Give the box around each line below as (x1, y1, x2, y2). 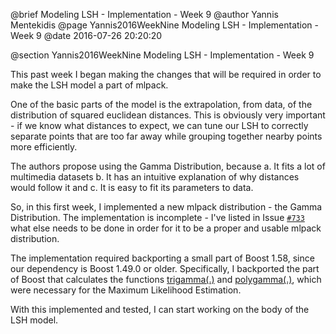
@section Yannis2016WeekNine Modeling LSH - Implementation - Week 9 (10, 49, 315, 61)
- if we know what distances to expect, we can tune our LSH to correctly (10, 120, 309, 131)
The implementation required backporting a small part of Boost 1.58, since (10, 252, 315, 264)
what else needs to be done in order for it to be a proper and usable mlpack (10, 222, 322, 234)
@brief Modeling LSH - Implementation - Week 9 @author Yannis (10, 9, 279, 20)
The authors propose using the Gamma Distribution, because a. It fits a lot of (10, 160, 326, 172)
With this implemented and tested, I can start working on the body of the (10, 304, 310, 315)
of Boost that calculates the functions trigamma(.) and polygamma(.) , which (10, 274, 322, 285)
